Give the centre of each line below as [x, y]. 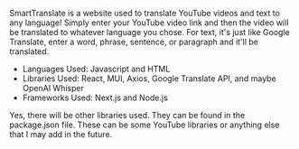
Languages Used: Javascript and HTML [96, 69]
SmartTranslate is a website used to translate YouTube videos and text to [145, 13]
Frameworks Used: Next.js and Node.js [95, 98]
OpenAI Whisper [53, 88]
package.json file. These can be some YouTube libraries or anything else [145, 125]
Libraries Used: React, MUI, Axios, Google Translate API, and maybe [149, 79]
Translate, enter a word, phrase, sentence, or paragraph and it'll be [134, 42]
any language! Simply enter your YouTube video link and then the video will [149, 23]
